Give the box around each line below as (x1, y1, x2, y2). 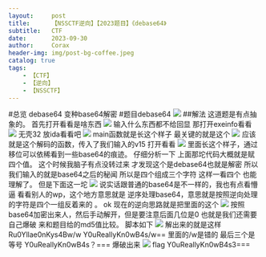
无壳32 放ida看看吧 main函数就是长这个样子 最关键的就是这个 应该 (18, 129, 256, 139)
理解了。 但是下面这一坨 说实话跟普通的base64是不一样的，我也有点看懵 (8, 180, 258, 190)
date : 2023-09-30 (8, 34, 88, 43)
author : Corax (8, 42, 70, 50)
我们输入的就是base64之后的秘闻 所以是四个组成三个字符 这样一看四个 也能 (8, 169, 257, 179)
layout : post (8, 11, 66, 20)
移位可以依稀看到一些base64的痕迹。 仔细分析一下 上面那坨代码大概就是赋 (8, 149, 255, 159)
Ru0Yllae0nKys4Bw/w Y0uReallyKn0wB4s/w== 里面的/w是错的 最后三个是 (8, 230, 256, 239)
